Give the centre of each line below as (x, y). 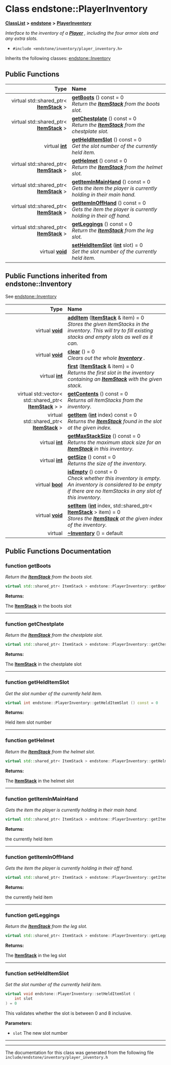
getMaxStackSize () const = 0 (104, 436)
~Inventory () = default (95, 533)
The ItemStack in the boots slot (38, 606)
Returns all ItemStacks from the (105, 400)
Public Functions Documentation (58, 551)
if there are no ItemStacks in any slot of (115, 491)
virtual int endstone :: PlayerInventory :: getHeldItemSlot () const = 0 (82, 703)
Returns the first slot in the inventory (111, 372)
